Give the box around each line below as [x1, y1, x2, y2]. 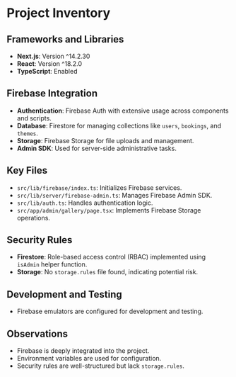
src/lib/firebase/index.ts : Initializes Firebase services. [16, 183, 182, 192]
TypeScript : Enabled [16, 67, 78, 75]
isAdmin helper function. [16, 260, 88, 269]
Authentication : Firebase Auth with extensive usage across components [16, 106, 229, 115]
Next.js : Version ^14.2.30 [16, 52, 90, 60]
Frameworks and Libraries [6, 33, 124, 45]
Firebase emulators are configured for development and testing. [16, 307, 203, 316]
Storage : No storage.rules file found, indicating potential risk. [16, 268, 199, 276]
